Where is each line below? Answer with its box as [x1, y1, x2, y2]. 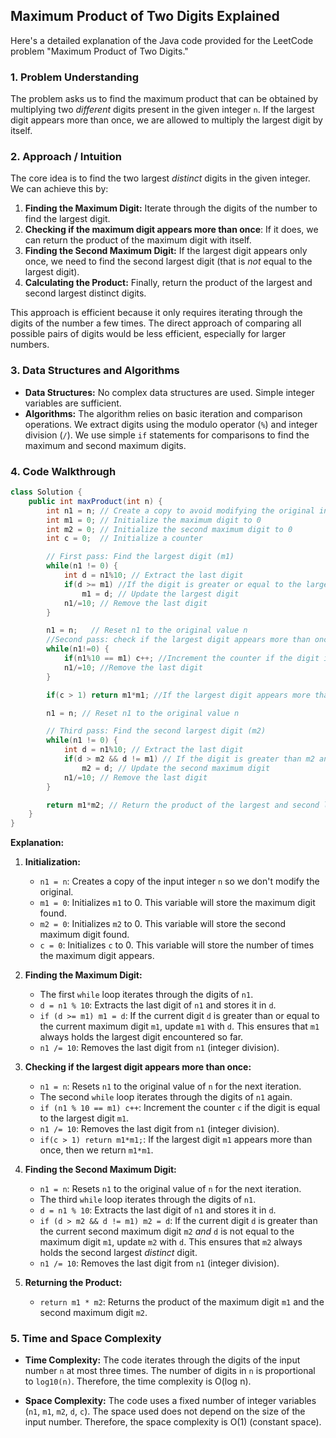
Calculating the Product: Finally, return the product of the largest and [24, 277, 313, 289]
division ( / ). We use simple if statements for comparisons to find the [24, 429, 310, 441]
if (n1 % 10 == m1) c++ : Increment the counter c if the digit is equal [39, 1102, 321, 1114]
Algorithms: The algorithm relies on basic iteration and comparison [24, 407, 303, 419]
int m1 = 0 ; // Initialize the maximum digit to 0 [46, 515, 262, 525]
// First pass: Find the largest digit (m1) [46, 552, 235, 562]
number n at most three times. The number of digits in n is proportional [24, 1365, 316, 1377]
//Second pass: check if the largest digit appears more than [46, 635, 311, 645]
